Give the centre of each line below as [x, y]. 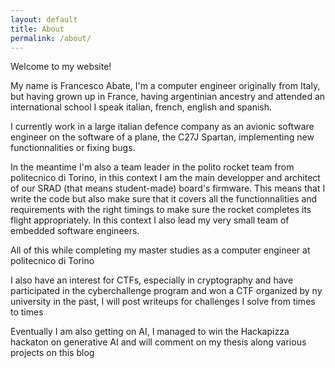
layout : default [44, 19]
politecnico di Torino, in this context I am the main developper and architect [165, 178]
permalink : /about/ [51, 38]
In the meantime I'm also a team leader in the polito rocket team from [152, 167]
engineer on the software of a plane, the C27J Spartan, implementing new [162, 137]
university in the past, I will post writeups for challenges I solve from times [163, 302]
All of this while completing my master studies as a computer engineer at [160, 250]
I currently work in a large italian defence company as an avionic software [162, 127]
